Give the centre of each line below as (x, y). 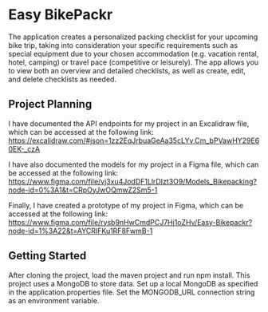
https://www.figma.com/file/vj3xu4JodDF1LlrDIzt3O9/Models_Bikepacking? (133, 181)
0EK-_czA (24, 148)
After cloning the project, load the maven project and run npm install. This (129, 275)
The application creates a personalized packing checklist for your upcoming (133, 37)
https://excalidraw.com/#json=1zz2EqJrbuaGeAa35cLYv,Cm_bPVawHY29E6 (134, 140)
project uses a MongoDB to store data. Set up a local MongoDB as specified (133, 283)
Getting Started (47, 256)
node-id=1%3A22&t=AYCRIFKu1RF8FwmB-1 (81, 231)
